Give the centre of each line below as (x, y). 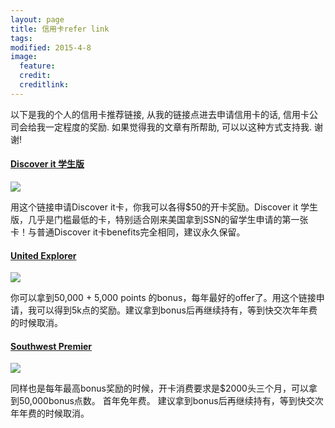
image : (24, 57)
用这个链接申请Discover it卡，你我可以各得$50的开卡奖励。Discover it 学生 (164, 207)
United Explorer (43, 255)
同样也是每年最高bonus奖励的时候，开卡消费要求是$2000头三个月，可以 (159, 388)
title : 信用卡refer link (60, 29)
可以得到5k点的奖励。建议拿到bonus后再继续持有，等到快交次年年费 (177, 310)
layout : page (37, 19)
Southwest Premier (51, 346)
